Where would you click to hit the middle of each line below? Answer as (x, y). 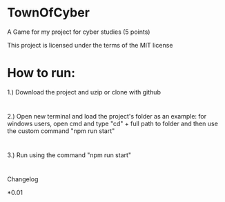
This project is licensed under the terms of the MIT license (90, 45)
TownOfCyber (48, 13)
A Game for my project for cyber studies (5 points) (79, 32)
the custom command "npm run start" (61, 131)
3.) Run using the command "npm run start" (69, 155)
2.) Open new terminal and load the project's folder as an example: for (107, 117)
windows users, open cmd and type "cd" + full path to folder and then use (113, 124)
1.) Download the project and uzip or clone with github (84, 92)
